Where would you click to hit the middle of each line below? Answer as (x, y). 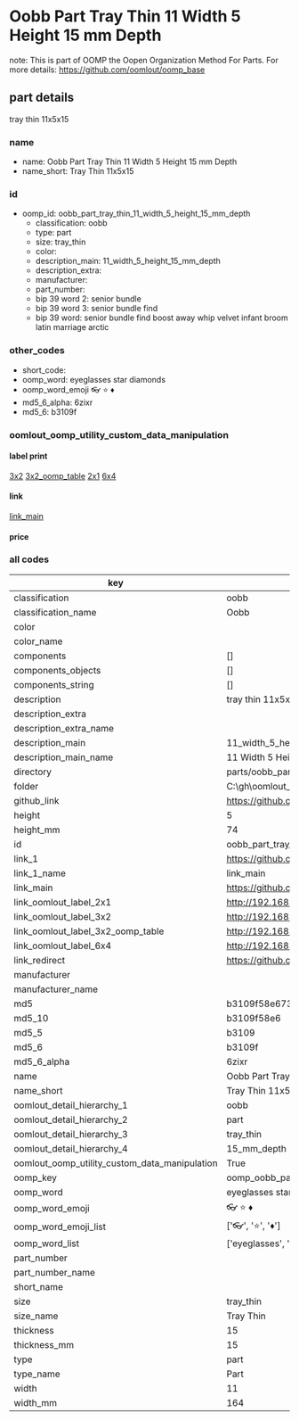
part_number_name (54, 1272)
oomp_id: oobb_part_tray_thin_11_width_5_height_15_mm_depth (136, 214)
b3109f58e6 (254, 1018)
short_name (39, 1286)
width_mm (36, 1402)
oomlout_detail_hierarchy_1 (71, 1105)
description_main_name (64, 757)
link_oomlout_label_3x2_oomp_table (89, 931)
